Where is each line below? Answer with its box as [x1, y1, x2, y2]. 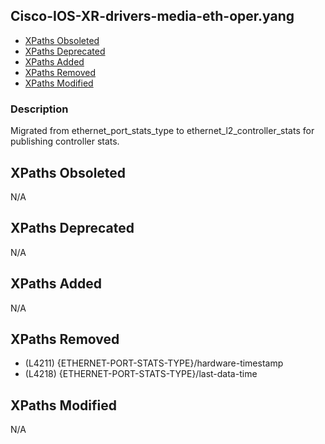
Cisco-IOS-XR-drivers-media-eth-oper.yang [10, 8, 295, 25]
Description [10, 102, 69, 116]
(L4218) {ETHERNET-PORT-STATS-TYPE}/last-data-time [24, 368, 258, 380]
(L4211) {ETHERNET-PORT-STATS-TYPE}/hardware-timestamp [24, 357, 284, 369]
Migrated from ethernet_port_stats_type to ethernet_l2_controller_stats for [10, 125, 315, 137]
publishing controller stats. [10, 135, 120, 148]
